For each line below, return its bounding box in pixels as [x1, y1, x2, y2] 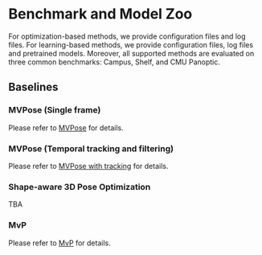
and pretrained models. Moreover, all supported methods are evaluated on [8, 48, 255, 58]
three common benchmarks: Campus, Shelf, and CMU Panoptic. [8, 57, 221, 67]
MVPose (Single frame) [8, 105, 101, 116]
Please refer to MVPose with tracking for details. [8, 161, 169, 171]
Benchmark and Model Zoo [8, 5, 193, 23]
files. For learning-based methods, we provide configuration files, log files [8, 39, 254, 49]
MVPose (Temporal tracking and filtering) [8, 142, 174, 154]
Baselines [8, 80, 59, 94]
